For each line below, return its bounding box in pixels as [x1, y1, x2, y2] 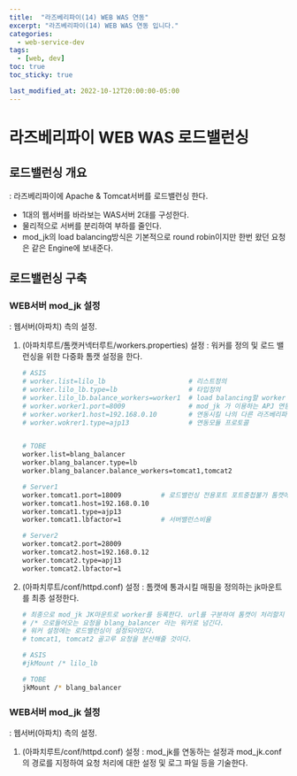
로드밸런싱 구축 [9, 271, 88, 286]
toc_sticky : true [9, 71, 73, 80]
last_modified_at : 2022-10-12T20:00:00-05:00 [9, 86, 179, 96]
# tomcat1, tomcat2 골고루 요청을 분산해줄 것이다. [21, 634, 193, 644]
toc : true [9, 63, 46, 72]
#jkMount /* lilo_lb [21, 659, 98, 668]
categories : [9, 29, 53, 38]
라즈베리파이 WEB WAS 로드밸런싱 [9, 127, 249, 147]
